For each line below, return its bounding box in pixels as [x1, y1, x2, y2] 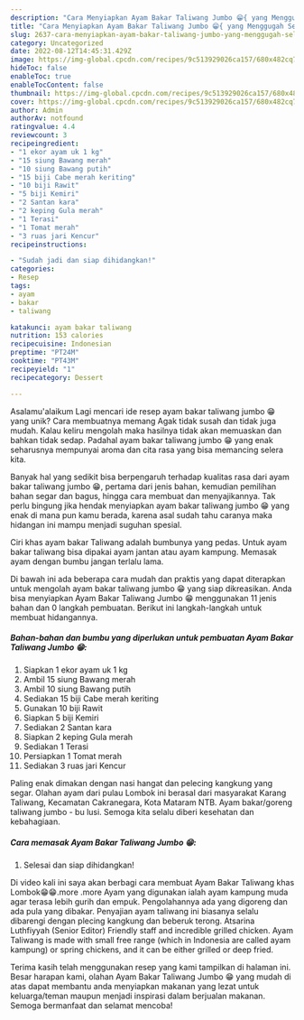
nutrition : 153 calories [10, 331, 104, 340]
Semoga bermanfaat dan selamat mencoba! [10, 1000, 173, 1011]
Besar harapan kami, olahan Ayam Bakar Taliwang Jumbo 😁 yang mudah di [10, 971, 291, 982]
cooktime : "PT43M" [10, 357, 79, 366]
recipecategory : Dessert [10, 373, 104, 382]
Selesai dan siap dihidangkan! [23, 859, 134, 871]
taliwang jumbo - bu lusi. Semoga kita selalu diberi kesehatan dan [10, 807, 255, 818]
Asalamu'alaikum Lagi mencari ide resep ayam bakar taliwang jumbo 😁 [10, 405, 276, 416]
